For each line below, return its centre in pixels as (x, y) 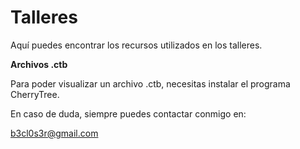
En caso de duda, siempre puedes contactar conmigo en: (128, 113)
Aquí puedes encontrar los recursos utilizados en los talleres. (136, 45)
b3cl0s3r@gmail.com (54, 133)
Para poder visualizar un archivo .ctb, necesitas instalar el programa (150, 83)
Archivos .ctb (39, 64)
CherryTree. (35, 94)
